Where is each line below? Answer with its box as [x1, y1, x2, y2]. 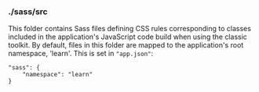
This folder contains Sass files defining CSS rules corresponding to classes [8, 24, 251, 34]
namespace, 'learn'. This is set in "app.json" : [8, 49, 154, 58]
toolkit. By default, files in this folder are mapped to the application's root [8, 41, 244, 50]
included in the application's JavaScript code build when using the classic [8, 32, 247, 41]
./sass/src [8, 6, 49, 17]
